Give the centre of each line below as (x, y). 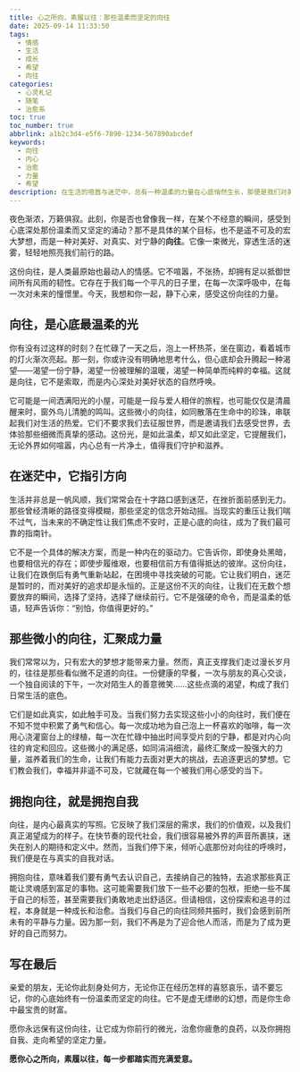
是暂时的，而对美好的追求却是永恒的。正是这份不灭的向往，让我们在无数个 (146, 585)
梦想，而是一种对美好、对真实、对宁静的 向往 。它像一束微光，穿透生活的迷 (154, 241)
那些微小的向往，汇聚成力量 (86, 639)
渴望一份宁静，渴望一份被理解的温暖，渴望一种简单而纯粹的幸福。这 (158, 370)
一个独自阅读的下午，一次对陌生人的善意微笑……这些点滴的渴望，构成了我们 (149, 685)
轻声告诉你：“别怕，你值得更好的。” (89, 608)
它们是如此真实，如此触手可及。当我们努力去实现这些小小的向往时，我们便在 (150, 715)
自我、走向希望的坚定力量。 (60, 1040)
